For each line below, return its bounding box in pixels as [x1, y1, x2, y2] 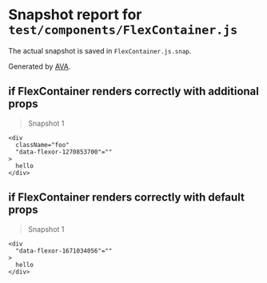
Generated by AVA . [8, 62, 71, 71]
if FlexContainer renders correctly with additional [8, 85, 260, 98]
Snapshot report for [8, 6, 142, 24]
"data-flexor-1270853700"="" [15, 148, 113, 156]
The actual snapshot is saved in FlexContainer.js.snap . [8, 46, 192, 55]
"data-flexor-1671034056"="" [15, 246, 113, 255]
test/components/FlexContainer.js [8, 22, 238, 38]
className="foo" [15, 141, 70, 149]
